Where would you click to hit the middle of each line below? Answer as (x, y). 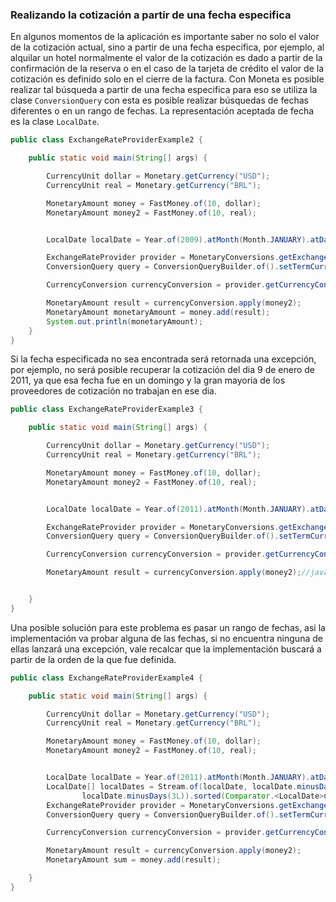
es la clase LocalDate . (55, 122)
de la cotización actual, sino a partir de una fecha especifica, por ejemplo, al (167, 47)
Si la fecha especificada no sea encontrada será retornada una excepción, (163, 359)
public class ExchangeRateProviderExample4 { (106, 678)
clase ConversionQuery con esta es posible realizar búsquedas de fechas (159, 100)
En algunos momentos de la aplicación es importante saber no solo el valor (165, 37)
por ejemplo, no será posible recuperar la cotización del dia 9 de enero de (163, 370)
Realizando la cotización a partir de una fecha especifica (151, 15)
